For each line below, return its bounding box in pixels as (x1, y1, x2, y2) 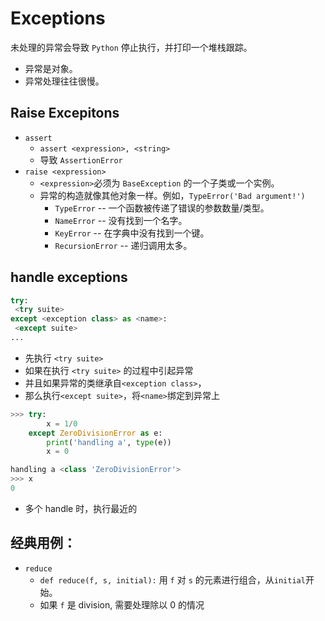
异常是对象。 (24, 62, 78, 74)
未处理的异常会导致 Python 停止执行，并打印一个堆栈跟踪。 (10, 41, 253, 53)
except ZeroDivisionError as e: (28, 428, 163, 438)
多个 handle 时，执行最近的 (24, 502, 138, 514)
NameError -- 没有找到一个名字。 (54, 214, 188, 226)
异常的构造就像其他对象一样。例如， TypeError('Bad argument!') (39, 189, 306, 201)
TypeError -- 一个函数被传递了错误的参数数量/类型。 (54, 202, 270, 214)
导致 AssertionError (39, 153, 123, 166)
